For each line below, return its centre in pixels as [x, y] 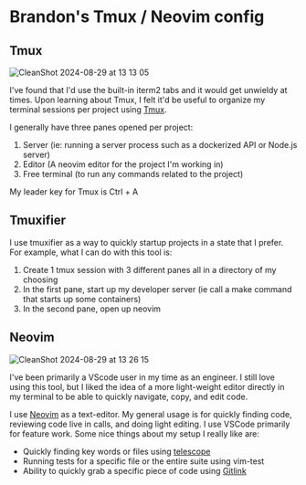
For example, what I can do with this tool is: [91, 252]
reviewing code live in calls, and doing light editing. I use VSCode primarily [150, 424]
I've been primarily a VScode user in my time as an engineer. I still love [142, 377]
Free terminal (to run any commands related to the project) [133, 174]
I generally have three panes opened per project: [101, 127]
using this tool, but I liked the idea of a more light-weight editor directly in [147, 386]
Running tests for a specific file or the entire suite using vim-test [143, 461]
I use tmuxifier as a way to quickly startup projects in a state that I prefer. [147, 242]
